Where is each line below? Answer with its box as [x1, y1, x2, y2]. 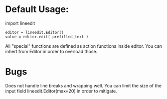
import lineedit [5, 20, 35, 26]
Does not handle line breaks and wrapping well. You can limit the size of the [5, 82, 162, 88]
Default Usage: [5, 4, 69, 15]
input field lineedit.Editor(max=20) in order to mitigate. [5, 88, 117, 94]
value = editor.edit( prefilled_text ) [5, 34, 89, 39]
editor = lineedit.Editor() [5, 30, 64, 35]
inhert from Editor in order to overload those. [5, 48, 98, 54]
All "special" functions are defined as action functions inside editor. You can [5, 43, 162, 49]
